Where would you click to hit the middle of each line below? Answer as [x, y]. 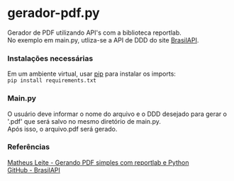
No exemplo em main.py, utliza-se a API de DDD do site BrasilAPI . [103, 40]
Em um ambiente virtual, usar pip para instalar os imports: [91, 74]
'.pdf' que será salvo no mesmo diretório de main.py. [84, 121]
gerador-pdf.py [54, 13]
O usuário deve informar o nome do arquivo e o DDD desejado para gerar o [117, 114]
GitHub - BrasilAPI [34, 170]
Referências [29, 147]
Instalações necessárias [50, 58]
